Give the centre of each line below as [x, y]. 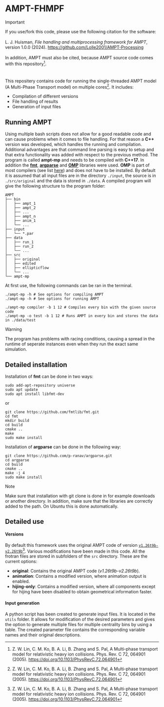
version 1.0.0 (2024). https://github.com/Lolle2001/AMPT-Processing [74, 47]
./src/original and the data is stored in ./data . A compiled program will [78, 181]
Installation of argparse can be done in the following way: [63, 447]
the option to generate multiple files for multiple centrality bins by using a [79, 624]
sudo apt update [21, 390]
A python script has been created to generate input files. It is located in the [80, 614]
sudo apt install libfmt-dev [35, 394]
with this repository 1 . [26, 63]
